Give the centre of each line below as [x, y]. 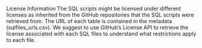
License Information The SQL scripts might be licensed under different [94, 9]
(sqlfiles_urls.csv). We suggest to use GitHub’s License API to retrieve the [97, 27]
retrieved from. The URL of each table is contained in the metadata [89, 21]
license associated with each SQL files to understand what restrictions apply [101, 34]
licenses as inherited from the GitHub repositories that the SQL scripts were [100, 15]
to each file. [21, 40]
